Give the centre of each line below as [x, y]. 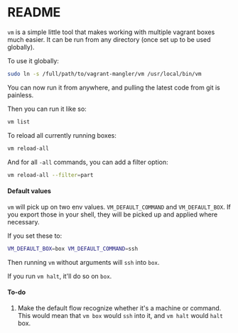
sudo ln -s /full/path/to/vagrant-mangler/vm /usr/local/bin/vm [104, 74]
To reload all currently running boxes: [62, 135]
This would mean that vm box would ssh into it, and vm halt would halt [120, 315]
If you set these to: [35, 236]
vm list [19, 121]
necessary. [24, 222]
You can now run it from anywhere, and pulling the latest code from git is [114, 87]
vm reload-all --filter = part [50, 175]
